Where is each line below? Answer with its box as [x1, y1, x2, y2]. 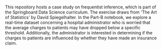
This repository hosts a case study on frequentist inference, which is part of [5, 4, 156, 10]
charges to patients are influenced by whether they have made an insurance [5, 35, 157, 41]
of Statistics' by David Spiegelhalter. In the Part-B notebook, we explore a [5, 15, 151, 20]
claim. [5, 40, 17, 46]
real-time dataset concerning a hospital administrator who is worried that [5, 19, 151, 25]
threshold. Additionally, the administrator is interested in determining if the [5, 30, 153, 35]
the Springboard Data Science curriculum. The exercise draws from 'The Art [5, 9, 157, 15]
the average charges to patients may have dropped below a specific [5, 25, 141, 31]
